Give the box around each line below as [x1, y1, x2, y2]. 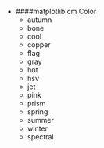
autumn [27, 15, 52, 24]
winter [27, 124, 48, 133]
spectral [27, 132, 54, 141]
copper [27, 40, 51, 50]
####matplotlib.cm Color [15, 7, 97, 16]
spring [27, 107, 48, 117]
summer [27, 116, 55, 124]
